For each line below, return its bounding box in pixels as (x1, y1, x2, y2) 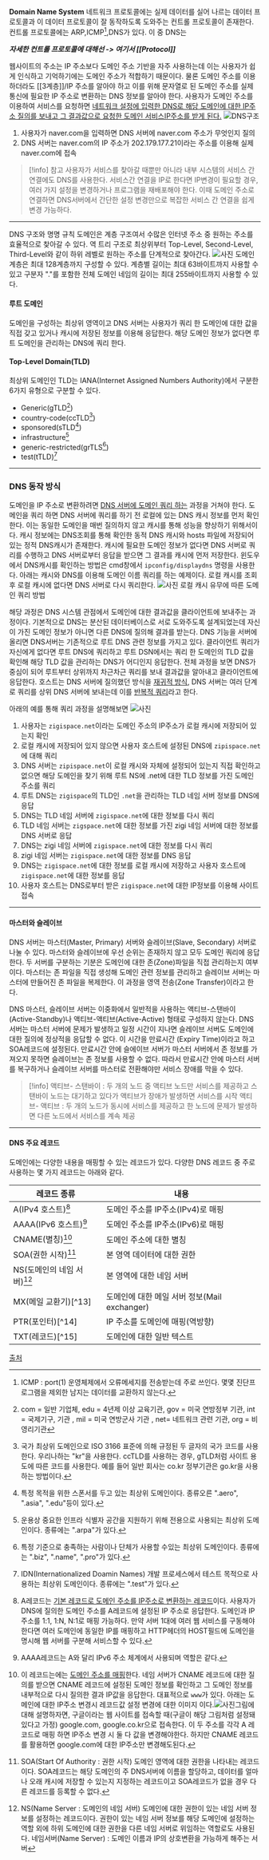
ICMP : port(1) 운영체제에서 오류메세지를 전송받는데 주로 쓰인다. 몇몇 (20, 1378, 235, 1387)
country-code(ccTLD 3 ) (20, 411, 96, 422)
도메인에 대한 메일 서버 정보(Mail (105, 1292, 222, 1303)
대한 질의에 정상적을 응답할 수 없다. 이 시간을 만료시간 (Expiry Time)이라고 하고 (9, 1034, 255, 1043)
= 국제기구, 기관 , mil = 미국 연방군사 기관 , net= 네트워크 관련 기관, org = (20, 1415, 250, 1424)
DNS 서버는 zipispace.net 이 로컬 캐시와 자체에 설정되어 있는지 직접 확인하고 (20, 761, 261, 770)
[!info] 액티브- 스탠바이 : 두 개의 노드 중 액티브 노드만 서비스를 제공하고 (28, 1081, 250, 1090)
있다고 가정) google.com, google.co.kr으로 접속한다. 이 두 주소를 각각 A (20, 1720, 247, 1730)
